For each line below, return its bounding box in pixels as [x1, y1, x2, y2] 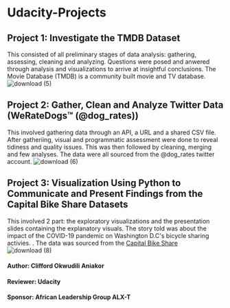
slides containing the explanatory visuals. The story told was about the [7, 224, 207, 233]
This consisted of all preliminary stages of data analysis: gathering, [7, 50, 197, 58]
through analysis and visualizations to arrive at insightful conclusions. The [7, 65, 216, 73]
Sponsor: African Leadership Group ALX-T [7, 293, 131, 301]
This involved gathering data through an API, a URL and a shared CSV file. [7, 128, 216, 137]
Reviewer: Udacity [7, 277, 61, 285]
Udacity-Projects [7, 5, 106, 21]
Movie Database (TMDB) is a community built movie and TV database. [7, 72, 206, 80]
